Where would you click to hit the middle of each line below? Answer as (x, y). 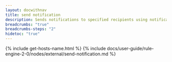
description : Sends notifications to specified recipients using (76, 19)
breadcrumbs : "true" (27, 24)
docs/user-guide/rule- (130, 48)
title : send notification (33, 15)
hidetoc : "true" (23, 34)
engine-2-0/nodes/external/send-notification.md (57, 54)
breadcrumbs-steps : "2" (31, 29)
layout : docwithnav (26, 10)
